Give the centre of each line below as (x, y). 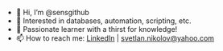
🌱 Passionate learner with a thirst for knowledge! (97, 29)
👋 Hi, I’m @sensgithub (53, 12)
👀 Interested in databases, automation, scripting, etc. (103, 21)
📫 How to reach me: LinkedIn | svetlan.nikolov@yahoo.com (115, 38)
